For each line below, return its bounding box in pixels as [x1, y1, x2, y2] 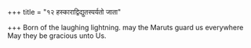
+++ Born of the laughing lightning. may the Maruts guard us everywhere [7, 23, 244, 32]
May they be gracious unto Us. [7, 31, 107, 40]
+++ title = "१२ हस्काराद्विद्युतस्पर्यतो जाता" [7, 8, 122, 16]
